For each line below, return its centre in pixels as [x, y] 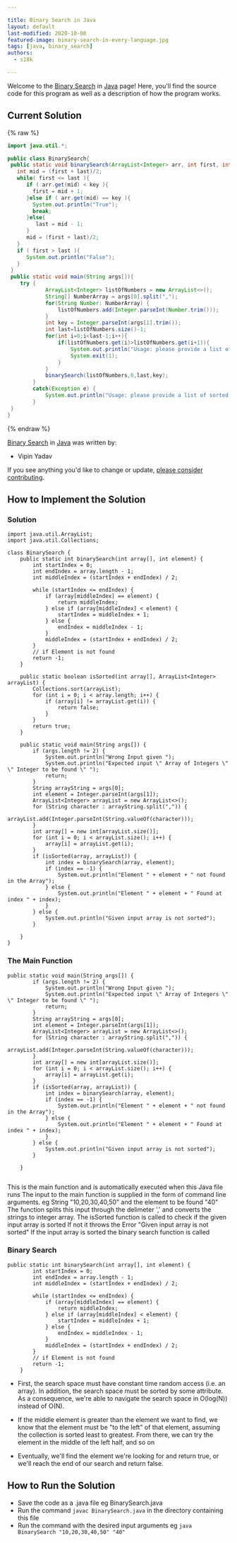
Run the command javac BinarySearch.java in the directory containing [120, 1510]
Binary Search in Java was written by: [62, 442]
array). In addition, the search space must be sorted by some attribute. [120, 1391]
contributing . [26, 477]
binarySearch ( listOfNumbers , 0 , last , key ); [107, 376]
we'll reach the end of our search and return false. [90, 1463]
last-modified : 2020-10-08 [47, 33]
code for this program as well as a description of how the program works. [114, 93]
